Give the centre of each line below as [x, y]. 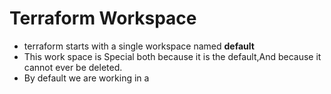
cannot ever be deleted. [73, 67]
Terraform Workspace [103, 18]
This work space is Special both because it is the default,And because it [172, 56]
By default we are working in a [86, 78]
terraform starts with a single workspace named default [139, 46]
